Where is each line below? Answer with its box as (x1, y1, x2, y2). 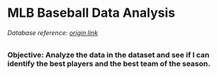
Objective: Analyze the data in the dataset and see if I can (7, 50, 210, 60)
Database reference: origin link (7, 28, 98, 36)
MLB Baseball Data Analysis (7, 5, 176, 21)
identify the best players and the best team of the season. (7, 59, 211, 69)
